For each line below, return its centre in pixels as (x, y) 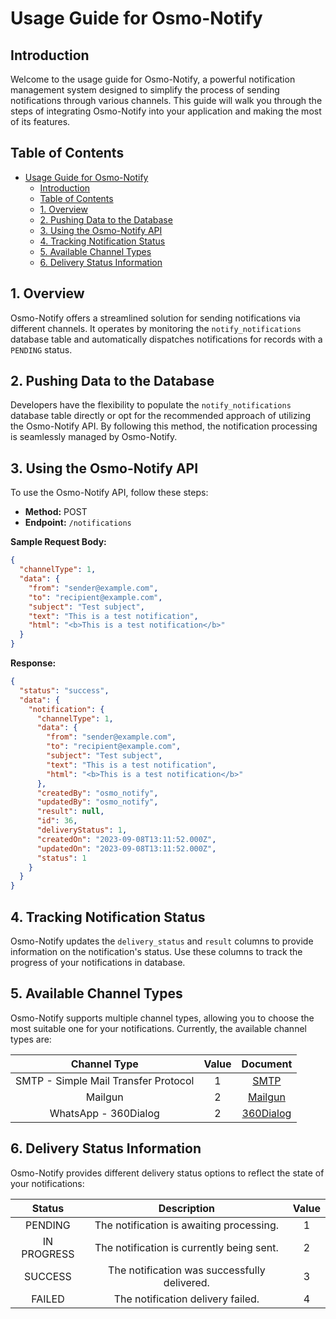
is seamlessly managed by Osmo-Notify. (94, 437)
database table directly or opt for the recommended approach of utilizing (160, 416)
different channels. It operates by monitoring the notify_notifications (156, 328)
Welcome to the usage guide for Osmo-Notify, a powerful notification (153, 79)
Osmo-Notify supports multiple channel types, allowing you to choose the (162, 1018)
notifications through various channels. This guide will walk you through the (166, 100)
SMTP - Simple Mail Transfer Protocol (105, 1080)
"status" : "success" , (64, 690)
